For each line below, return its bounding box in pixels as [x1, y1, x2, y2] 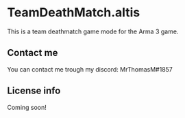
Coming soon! [7, 103, 47, 111]
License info [7, 85, 61, 97]
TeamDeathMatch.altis [7, 5, 140, 20]
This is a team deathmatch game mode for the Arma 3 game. [7, 27, 179, 35]
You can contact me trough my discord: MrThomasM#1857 [7, 65, 173, 73]
